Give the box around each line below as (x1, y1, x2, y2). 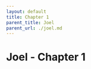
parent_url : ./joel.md (6, 25, 62, 31)
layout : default (6, 8, 46, 15)
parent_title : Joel (6, 19, 55, 25)
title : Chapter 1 (6, 14, 49, 20)
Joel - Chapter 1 (6, 51, 86, 64)
